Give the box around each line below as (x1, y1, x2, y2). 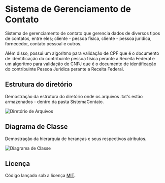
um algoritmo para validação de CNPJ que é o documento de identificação (5, 61, 157, 67)
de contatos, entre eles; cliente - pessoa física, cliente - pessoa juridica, (5, 36, 152, 41)
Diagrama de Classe (5, 122, 68, 131)
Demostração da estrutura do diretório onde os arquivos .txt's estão (5, 93, 143, 99)
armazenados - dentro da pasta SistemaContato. (5, 99, 104, 105)
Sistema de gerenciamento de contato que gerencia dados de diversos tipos (5, 30, 160, 36)
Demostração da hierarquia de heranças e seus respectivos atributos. (5, 136, 147, 142)
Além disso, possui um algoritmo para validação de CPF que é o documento (5, 50, 159, 56)
